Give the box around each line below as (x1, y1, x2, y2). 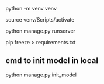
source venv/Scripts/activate (5, 16, 75, 23)
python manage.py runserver (5, 27, 75, 34)
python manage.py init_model (5, 71, 77, 78)
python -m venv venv (5, 5, 57, 12)
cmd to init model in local (5, 55, 99, 66)
